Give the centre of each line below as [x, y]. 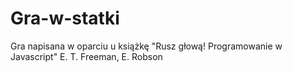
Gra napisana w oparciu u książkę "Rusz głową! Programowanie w [146, 46]
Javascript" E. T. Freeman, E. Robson [86, 56]
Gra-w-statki [65, 18]
